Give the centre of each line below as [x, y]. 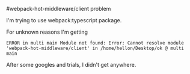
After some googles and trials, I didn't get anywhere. [71, 65]
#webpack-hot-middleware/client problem [59, 9]
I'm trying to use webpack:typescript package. [64, 20]
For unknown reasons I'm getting [47, 32]
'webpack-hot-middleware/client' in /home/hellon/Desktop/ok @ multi [95, 48]
